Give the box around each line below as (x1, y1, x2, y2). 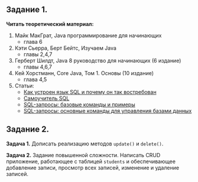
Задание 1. (6, 5, 48, 15)
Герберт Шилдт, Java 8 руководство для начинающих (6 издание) (14, 57, 181, 64)
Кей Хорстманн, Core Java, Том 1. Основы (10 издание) (14, 69, 154, 76)
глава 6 (23, 38, 43, 45)
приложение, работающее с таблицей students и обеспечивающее (6, 158, 176, 165)
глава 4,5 (23, 76, 47, 83)
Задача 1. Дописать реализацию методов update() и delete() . (6, 140, 164, 147)
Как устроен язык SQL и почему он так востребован (23, 88, 157, 95)
